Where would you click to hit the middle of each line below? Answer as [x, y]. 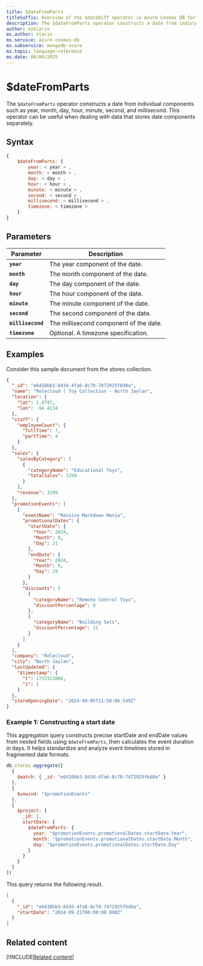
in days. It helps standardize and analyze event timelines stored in [88, 748]
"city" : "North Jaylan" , [43, 662]
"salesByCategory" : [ [44, 459]
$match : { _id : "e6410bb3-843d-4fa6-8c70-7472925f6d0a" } [92, 777]
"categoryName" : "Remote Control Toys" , [85, 600]
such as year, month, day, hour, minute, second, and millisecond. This [93, 110]
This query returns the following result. [55, 884]
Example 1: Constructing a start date [61, 723]
